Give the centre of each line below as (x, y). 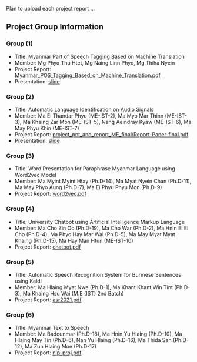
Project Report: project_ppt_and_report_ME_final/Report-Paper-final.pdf (101, 134)
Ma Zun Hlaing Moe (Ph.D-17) (61, 347)
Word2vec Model (36, 175)
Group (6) (20, 315)
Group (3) (20, 156)
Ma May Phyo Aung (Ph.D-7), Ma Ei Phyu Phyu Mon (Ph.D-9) (88, 187)
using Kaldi (28, 281)
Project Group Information (55, 27)
